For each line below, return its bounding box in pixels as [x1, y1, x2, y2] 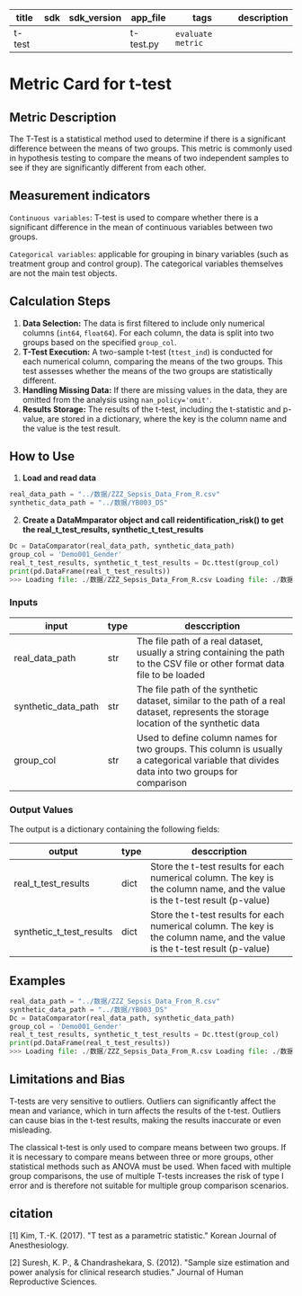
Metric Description [9, 110, 117, 125]
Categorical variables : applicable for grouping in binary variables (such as [9, 248, 289, 259]
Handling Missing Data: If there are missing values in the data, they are [22, 384, 288, 395]
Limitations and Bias [9, 1072, 126, 1087]
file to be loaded [136, 668, 205, 681]
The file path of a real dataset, [136, 634, 263, 647]
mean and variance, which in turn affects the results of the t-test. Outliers [9, 1105, 281, 1116]
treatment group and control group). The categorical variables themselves [9, 258, 284, 269]
